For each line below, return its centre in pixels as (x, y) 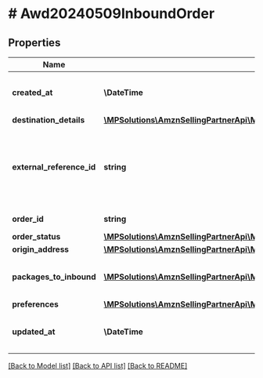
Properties (34, 43)
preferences (35, 304)
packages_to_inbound (54, 277)
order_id (28, 219)
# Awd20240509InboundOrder (112, 14)
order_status (36, 236)
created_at (32, 93)
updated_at (34, 332)
